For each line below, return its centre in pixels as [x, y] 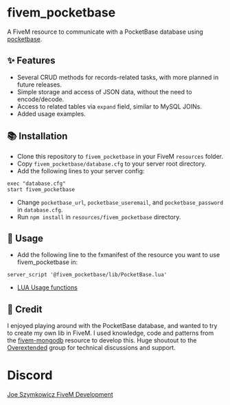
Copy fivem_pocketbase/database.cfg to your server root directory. [112, 164]
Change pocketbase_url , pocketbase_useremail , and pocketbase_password [120, 202]
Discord [30, 375]
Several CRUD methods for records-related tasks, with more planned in [118, 77]
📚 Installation [37, 136]
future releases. [39, 85]
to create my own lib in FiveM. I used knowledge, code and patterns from [111, 333]
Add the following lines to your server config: [81, 171]
